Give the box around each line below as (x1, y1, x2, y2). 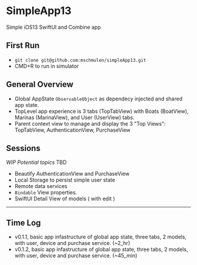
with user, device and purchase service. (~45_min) (14, 252, 138, 259)
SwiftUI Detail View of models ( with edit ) (14, 195, 116, 202)
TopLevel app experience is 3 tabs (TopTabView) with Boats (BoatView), (14, 108, 189, 115)
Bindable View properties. (14, 189, 77, 196)
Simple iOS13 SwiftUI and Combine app (6, 24, 101, 31)
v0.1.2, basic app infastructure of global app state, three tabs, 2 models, (14, 246, 188, 253)
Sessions (6, 143, 41, 153)
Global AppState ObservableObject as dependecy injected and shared (14, 95, 183, 102)
